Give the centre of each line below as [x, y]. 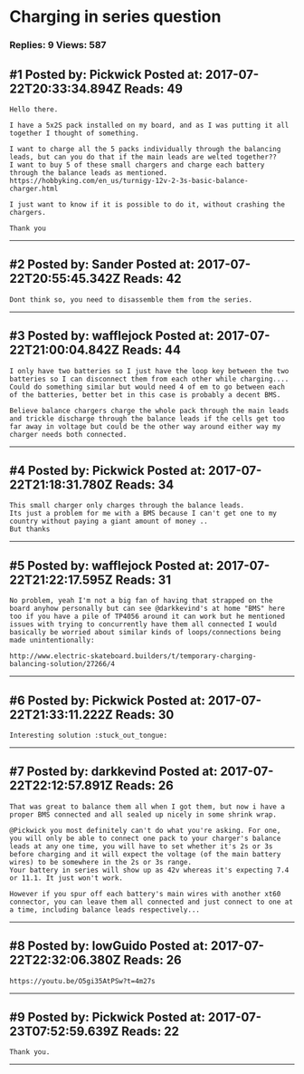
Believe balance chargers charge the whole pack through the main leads [149, 411]
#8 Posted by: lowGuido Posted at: [109, 946]
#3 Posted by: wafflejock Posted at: [112, 336]
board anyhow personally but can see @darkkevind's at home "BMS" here [147, 609]
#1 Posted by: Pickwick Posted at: [106, 74]
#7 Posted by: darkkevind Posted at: [114, 772]
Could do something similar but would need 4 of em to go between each [147, 387]
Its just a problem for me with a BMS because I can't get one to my [143, 514]
